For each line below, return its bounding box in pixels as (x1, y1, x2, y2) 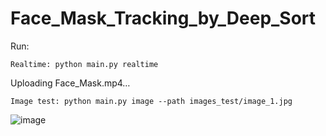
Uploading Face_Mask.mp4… (10, 77, 131, 89)
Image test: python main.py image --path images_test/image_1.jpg (10, 96, 293, 106)
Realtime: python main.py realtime (10, 59, 159, 69)
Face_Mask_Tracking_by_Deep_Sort (10, 7, 317, 30)
